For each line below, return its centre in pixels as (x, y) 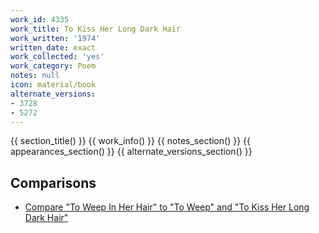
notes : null (35, 76)
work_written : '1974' (55, 38)
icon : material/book (53, 85)
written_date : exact (53, 47)
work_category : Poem (53, 66)
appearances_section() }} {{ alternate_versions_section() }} (131, 152)
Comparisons (53, 182)
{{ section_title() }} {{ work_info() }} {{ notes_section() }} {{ (130, 141)
